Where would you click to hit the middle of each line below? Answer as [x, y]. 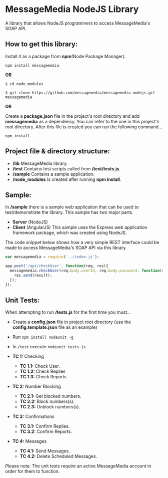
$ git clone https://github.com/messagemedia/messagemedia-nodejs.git [80, 93]
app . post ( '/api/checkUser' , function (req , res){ [57, 266]
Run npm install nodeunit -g [43, 337]
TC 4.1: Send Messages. [45, 451]
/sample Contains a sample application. [53, 174]
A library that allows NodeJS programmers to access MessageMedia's [78, 23]
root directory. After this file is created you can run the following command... [84, 127]
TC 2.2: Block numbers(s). [47, 401]
